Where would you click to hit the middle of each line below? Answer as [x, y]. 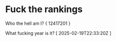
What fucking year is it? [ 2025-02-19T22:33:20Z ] [59, 33]
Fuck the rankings [44, 9]
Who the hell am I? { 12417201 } [38, 23]
